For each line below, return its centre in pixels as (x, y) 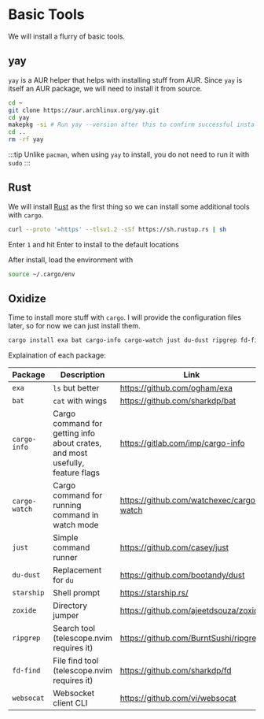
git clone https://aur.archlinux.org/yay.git (84, 110)
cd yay (19, 117)
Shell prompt (77, 593)
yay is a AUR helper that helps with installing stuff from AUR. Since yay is (125, 80)
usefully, (69, 463)
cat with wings (80, 401)
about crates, (77, 443)
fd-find (26, 671)
